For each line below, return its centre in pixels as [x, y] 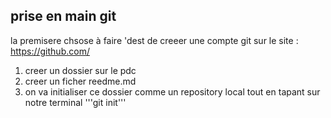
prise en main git [63, 16]
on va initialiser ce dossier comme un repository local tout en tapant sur [172, 91]
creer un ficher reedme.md [80, 81]
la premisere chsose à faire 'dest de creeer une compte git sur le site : [154, 40]
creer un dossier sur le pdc [80, 70]
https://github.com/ [50, 51]
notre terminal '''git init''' [75, 102]
